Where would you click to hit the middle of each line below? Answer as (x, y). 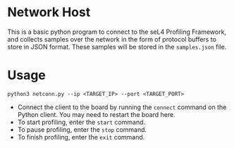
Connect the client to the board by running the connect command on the (122, 107)
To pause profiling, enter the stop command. (82, 129)
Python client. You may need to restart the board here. (96, 114)
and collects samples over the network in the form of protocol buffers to (112, 39)
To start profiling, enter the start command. (81, 122)
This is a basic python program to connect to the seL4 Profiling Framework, (117, 32)
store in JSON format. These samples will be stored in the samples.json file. (117, 47)
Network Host (49, 12)
